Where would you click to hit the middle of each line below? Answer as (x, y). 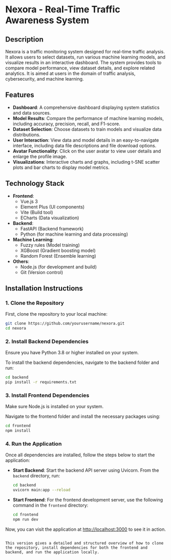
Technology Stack (35, 184)
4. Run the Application (34, 444)
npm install (18, 431)
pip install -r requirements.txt (41, 382)
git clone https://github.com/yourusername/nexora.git (65, 324)
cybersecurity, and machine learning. (45, 79)
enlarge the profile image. (40, 156)
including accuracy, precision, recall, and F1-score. (66, 124)
